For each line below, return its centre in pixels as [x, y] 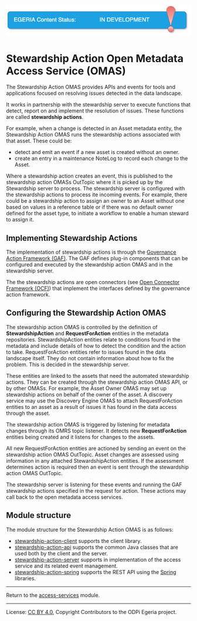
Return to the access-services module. [53, 595]
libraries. [25, 578]
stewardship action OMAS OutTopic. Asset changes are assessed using [92, 454]
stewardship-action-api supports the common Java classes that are [96, 547]
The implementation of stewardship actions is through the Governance [91, 252]
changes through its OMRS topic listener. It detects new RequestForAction [96, 431]
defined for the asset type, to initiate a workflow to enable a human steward [97, 213]
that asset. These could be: [39, 141]
